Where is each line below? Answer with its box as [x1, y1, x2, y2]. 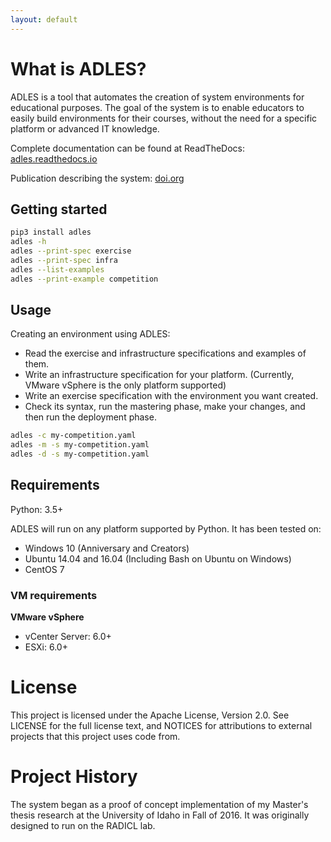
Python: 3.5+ [10, 503, 64, 515]
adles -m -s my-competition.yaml [10, 440, 150, 450]
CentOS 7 [24, 563, 65, 575]
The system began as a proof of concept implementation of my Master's [10, 799, 309, 811]
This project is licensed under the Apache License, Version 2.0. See [10, 709, 290, 721]
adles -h [10, 237, 47, 247]
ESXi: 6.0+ [24, 641, 68, 653]
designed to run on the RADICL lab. [10, 820, 156, 832]
